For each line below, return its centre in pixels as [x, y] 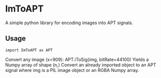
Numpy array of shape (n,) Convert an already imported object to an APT [81, 65]
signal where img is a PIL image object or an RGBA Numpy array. [72, 70]
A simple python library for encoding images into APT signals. [69, 23]
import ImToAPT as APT [29, 50]
